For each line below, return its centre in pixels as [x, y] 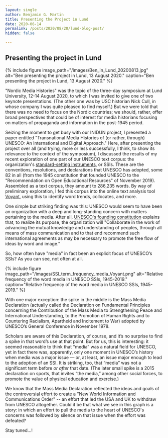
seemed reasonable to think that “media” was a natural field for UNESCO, [81, 346]
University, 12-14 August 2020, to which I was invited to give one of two [79, 96]
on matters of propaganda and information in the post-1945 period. [74, 122]
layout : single [21, 10]
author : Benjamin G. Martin [35, 15]
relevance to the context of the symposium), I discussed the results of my [81, 153]
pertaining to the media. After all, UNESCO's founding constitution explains [82, 217]
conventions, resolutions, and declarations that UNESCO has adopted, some [84, 169]
